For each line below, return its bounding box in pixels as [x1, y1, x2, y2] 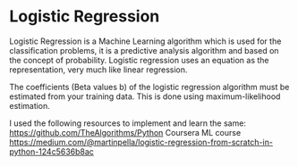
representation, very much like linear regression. [9, 64, 188, 75]
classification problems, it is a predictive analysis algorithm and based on [9, 45, 279, 55]
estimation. [9, 100, 51, 111]
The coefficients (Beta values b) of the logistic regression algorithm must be [9, 81, 290, 92]
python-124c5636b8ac [9, 145, 94, 157]
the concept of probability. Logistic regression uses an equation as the [9, 54, 270, 65]
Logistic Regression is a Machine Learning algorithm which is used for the [9, 36, 282, 46]
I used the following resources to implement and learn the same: [9, 118, 246, 129]
